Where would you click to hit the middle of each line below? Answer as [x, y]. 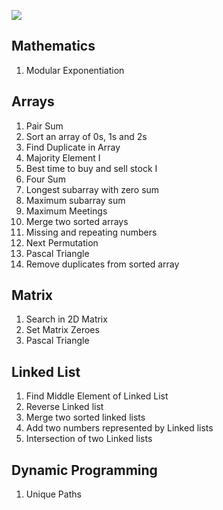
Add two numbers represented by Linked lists [119, 428]
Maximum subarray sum [75, 200]
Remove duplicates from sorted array [102, 264]
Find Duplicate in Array [73, 147]
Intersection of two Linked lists [89, 439]
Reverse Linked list [64, 407]
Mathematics [53, 46]
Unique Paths [53, 494]
